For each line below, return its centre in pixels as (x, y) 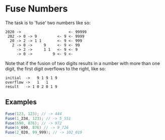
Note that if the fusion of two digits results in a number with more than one (83, 63)
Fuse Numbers (37, 9)
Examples (21, 102)
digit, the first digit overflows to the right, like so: (56, 68)
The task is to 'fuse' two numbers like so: (48, 23)
